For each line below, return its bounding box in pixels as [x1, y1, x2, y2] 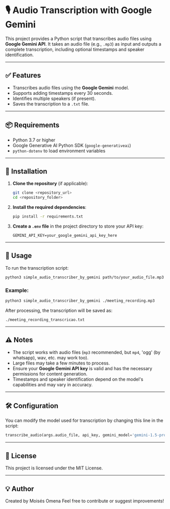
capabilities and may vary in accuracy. [12, 381, 93, 387]
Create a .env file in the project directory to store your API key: [12, 223, 144, 229]
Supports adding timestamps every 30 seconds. [12, 90, 113, 96]
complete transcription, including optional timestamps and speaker [5, 46, 145, 52]
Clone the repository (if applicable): [12, 180, 89, 187]
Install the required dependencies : [12, 204, 87, 210]
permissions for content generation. [12, 371, 88, 377]
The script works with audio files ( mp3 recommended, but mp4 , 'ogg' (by [12, 349, 161, 355]
